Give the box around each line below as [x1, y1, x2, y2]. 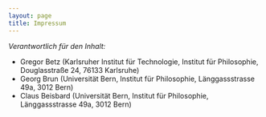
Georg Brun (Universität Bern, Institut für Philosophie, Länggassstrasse [19, 74, 256, 83]
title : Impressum [8, 19, 67, 27]
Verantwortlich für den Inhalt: [8, 41, 106, 50]
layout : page [8, 11, 52, 20]
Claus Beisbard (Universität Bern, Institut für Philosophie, [19, 91, 209, 100]
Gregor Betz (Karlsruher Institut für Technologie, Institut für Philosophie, [19, 57, 259, 67]
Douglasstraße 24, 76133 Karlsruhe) [19, 65, 140, 75]
